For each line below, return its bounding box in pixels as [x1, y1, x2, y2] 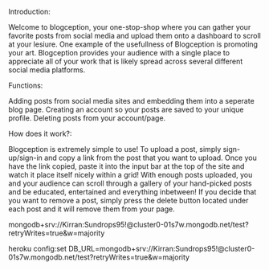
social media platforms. [8, 65, 86, 75]
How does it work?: [8, 129, 72, 138]
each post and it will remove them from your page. [8, 204, 175, 214]
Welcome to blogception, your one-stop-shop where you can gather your [8, 22, 251, 31]
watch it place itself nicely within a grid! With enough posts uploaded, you [8, 170, 253, 179]
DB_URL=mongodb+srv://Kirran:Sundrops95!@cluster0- [67, 244, 255, 253]
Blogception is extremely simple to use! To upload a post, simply [8, 145, 222, 153]
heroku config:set [8, 244, 67, 253]
